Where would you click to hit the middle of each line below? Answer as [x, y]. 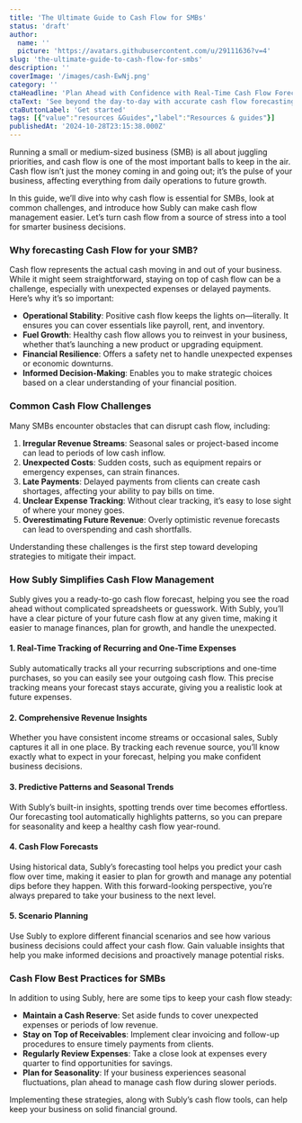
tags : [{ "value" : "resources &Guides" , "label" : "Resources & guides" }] [142, 118]
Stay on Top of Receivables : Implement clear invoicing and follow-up [151, 1035]
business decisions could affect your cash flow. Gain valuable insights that [147, 945]
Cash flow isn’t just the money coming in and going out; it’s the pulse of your [151, 171]
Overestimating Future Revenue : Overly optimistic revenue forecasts [151, 519]
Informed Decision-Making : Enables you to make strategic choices [147, 373]
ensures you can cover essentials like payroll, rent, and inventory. [143, 326]
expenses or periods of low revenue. [90, 1025]
